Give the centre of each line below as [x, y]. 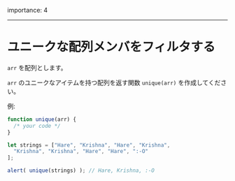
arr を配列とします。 [37, 67]
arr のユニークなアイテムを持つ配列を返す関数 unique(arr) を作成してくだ [114, 82]
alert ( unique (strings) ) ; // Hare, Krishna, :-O [81, 171]
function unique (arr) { [42, 119]
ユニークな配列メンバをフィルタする [111, 47]
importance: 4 [28, 10]
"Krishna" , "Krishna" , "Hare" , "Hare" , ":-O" [81, 152]
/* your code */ [37, 126]
